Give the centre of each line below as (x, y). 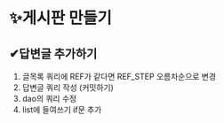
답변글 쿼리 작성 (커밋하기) (68, 88)
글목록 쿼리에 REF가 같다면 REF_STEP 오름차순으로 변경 (119, 77)
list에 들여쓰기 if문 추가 (62, 110)
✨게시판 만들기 (61, 18)
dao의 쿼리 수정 (49, 99)
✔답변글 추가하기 (53, 54)
